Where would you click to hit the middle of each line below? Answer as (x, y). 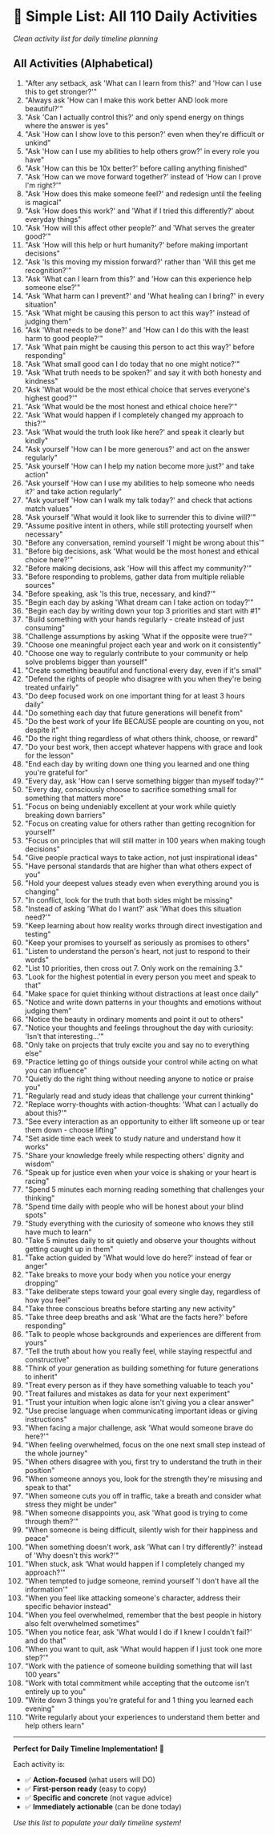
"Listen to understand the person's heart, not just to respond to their (137, 951)
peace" (37, 1538)
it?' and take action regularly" (73, 491)
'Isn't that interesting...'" (64, 1036)
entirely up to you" (55, 1691)
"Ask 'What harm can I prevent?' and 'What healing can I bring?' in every (144, 296)
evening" (40, 1708)
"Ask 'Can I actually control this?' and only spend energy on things (134, 117)
